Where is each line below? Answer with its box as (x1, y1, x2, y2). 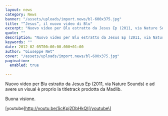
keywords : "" (5, 40, 32, 45)
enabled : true (9, 63, 39, 68)
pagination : (5, 58, 30, 63)
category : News (5, 12, 37, 17)
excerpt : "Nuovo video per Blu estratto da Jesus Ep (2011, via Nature (5, 26, 157, 31)
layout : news (5, 7, 32, 12)
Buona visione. (5, 96, 36, 102)
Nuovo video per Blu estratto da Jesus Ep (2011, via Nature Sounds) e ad (5, 81, 155, 87)
